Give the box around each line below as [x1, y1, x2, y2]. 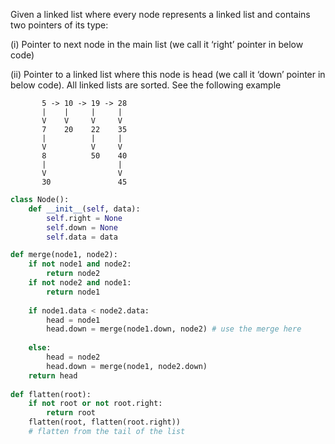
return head [28, 370, 78, 381]
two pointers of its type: [10, 19, 109, 31]
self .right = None [46, 213, 123, 223]
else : [28, 343, 52, 353]
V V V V [41, 116, 123, 126]
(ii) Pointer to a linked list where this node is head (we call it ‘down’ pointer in [10, 69, 326, 80]
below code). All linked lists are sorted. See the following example [10, 79, 282, 91]
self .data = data [46, 232, 118, 242]
